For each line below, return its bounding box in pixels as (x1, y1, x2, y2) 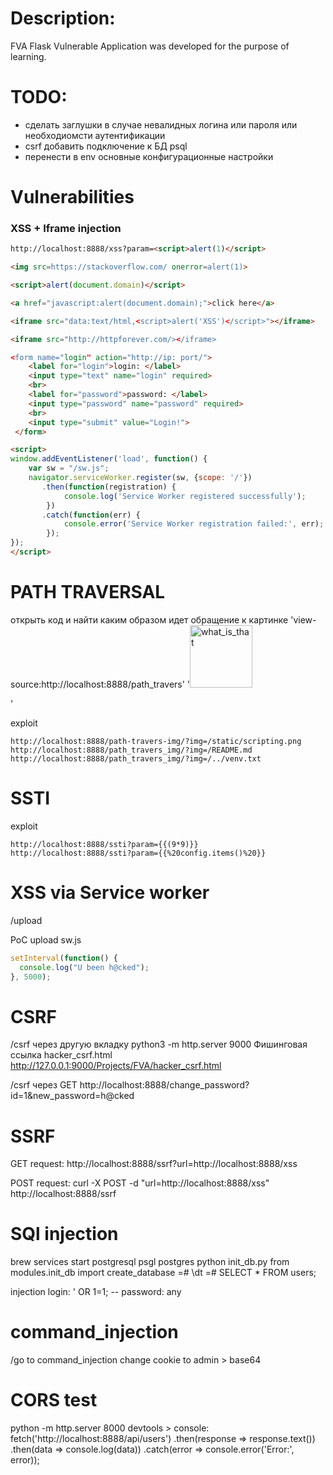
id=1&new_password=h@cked (10, 1090, 135, 1102)
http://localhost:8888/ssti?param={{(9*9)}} (10, 839, 199, 849)
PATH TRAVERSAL (10, 581, 166, 604)
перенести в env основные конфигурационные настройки (24, 150, 274, 162)
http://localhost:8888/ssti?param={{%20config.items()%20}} (10, 848, 267, 858)
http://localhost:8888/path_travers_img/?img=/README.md (10, 745, 253, 755)
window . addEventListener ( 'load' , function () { (10, 454, 208, 464)
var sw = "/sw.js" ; (28, 463, 110, 474)
